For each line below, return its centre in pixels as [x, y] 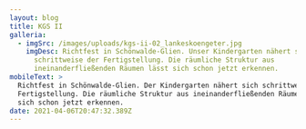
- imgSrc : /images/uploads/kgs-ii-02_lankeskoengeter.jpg [130, 43]
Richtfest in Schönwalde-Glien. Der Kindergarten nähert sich [138, 85]
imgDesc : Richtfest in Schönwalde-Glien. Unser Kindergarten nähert [158, 52]
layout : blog [34, 18]
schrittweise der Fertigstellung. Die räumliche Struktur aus [154, 60]
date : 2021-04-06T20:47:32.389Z [71, 111]
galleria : [28, 35]
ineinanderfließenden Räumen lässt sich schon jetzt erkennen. [156, 69]
